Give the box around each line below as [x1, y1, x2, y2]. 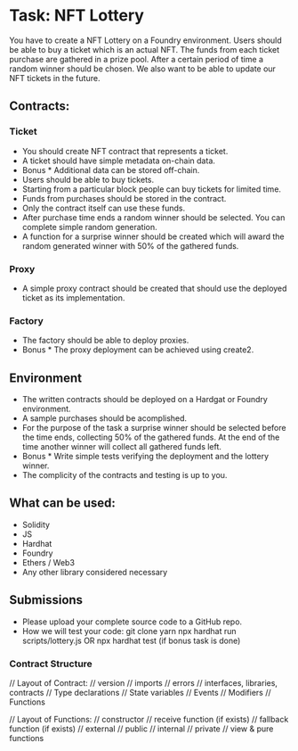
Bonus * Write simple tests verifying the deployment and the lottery [21, 451, 270, 462]
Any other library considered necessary [21, 566, 168, 577]
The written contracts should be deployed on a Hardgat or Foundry [21, 394, 269, 405]
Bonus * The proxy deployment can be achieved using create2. [21, 344, 254, 355]
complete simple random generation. [21, 221, 157, 232]
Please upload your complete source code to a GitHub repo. [21, 616, 243, 627]
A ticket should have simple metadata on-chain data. [21, 155, 216, 166]
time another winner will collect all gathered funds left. [21, 442, 222, 452]
